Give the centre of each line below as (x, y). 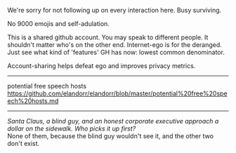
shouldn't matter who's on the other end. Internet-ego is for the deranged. (115, 45)
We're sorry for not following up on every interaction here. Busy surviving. (114, 10)
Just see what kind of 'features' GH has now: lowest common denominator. (116, 52)
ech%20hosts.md (33, 101)
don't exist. (24, 144)
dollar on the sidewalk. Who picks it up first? (72, 128)
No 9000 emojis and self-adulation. (59, 24)
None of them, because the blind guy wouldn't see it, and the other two (111, 136)
